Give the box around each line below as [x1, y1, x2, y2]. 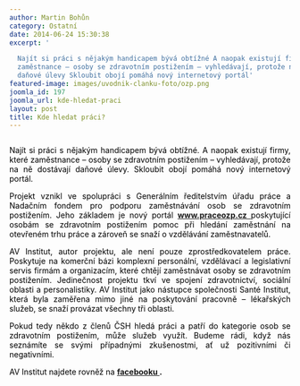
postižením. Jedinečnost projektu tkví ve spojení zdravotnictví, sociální [9, 275, 291, 286]
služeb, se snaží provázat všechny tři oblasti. [9, 304, 175, 314]
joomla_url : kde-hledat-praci [9, 96, 122, 105]
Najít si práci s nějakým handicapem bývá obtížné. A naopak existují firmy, [9, 145, 291, 156]
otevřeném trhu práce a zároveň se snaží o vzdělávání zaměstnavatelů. [9, 229, 271, 240]
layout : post [9, 104, 58, 113]
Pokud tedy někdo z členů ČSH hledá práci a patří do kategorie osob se [9, 321, 291, 331]
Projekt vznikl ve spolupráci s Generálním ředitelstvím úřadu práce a [9, 191, 291, 202]
